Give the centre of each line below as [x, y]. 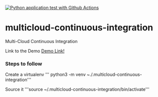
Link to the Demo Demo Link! [35, 51]
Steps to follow [24, 63]
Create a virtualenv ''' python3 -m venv [46, 75]
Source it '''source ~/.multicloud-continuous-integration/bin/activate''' [77, 90]
